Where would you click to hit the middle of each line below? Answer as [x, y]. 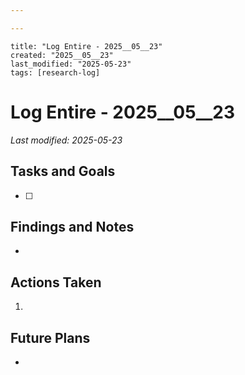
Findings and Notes [72, 226]
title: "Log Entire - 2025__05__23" [86, 46]
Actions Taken [56, 282]
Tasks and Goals [63, 171]
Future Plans [50, 337]
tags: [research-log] [55, 72]
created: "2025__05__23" [62, 55]
